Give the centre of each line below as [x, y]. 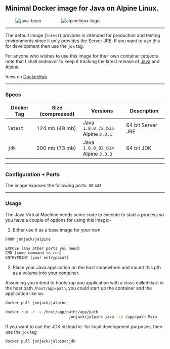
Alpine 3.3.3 [97, 154]
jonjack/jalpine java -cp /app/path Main [113, 317]
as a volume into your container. [46, 273]
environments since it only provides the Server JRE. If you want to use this [83, 41]
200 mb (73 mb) [56, 148]
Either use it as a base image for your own [56, 230]
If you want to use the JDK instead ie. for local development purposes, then [84, 326]
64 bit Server [142, 125]
